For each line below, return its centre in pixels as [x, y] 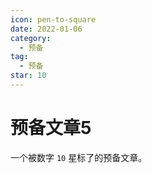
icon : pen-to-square [53, 19]
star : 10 [28, 76]
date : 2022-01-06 [46, 29]
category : [31, 38]
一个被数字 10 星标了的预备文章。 [79, 157]
